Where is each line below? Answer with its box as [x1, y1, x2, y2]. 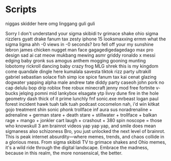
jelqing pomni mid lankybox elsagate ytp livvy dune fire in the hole [19, 90, 159, 96]
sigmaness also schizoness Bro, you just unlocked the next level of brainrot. [5, 128, 165, 134]
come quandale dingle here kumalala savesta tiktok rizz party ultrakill [5, 68, 152, 75]
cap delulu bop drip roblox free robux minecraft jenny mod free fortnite [5, 84, 155, 90]
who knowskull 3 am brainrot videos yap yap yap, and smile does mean [5, 123, 156, 129]
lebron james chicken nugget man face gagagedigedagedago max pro [5, 47, 154, 53]
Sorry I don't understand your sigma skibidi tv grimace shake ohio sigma [5, 30, 159, 36]
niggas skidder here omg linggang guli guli [5, 20, 95, 27]
